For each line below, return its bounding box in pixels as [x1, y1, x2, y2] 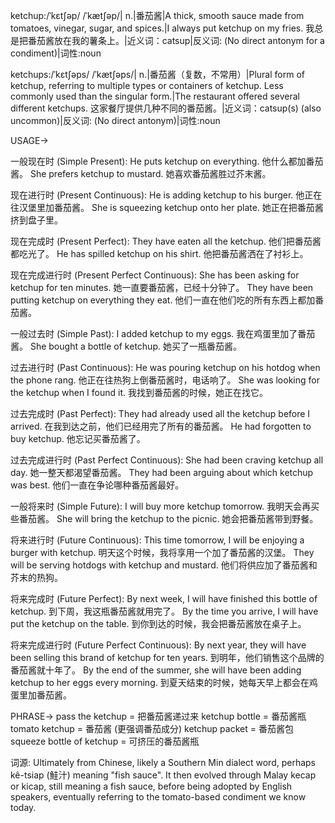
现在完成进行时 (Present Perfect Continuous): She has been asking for [10, 269, 300, 281]
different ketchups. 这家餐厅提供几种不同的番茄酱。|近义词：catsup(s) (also [10, 102, 322, 114]
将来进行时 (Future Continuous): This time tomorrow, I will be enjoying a [10, 534, 305, 546]
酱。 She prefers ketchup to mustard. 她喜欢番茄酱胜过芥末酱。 [10, 168, 272, 179]
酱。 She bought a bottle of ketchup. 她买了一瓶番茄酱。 [10, 340, 242, 352]
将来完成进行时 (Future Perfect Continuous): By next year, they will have [10, 639, 307, 651]
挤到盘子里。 [10, 214, 63, 226]
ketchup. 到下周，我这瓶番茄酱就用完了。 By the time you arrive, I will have [10, 605, 319, 617]
